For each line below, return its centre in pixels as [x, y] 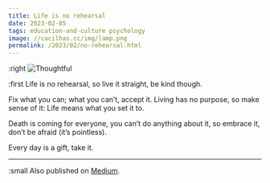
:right [17, 68]
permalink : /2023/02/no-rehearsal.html [75, 46]
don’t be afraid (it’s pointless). [57, 132]
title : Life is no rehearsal [57, 16]
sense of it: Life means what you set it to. [76, 108]
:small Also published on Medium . [64, 171]
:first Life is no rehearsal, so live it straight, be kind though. [105, 84]
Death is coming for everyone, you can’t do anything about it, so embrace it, [134, 124]
